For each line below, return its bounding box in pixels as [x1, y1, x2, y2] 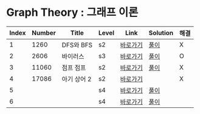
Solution [148, 29, 174, 37]
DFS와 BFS [61, 41, 93, 49]
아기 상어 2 [61, 75, 92, 83]
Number [32, 29, 56, 37]
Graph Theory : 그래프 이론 [6, 5, 139, 19]
